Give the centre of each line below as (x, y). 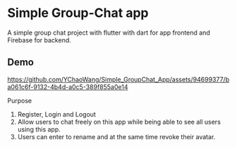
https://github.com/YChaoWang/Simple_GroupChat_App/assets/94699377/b (119, 79)
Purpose (20, 100)
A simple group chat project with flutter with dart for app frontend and (109, 33)
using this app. (39, 129)
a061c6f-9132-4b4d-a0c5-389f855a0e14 (68, 87)
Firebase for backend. (39, 40)
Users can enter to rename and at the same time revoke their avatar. (116, 136)
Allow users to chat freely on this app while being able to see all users (119, 122)
